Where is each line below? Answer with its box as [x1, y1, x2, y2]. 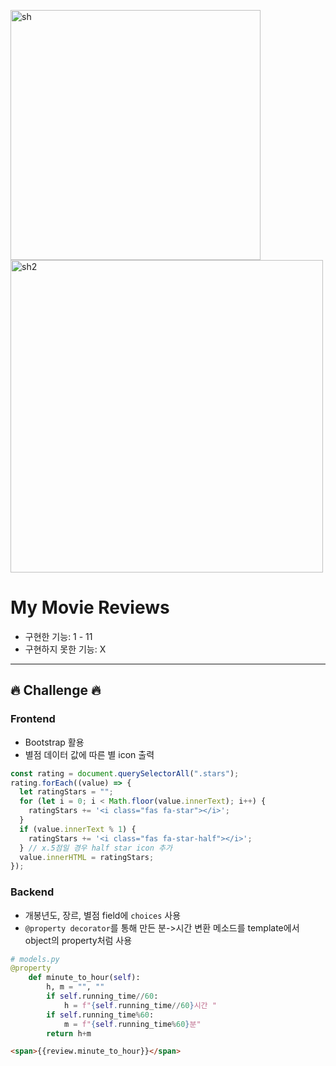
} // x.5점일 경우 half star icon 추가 [19, 843, 173, 853]
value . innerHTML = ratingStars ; [19, 852, 155, 862]
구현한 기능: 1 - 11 [24, 630, 93, 642]
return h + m [46, 1028, 92, 1039]
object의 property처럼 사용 [24, 934, 133, 946]
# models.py [10, 954, 60, 964]
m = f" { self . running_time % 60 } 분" [63, 1019, 202, 1029]
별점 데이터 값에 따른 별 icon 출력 [24, 748, 155, 760]
